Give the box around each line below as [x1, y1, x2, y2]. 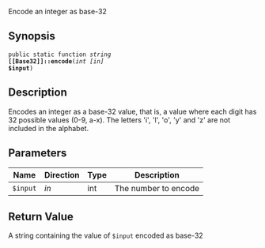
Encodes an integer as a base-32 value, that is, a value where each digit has [8, 107, 257, 116]
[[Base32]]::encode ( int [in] [8, 57, 104, 66]
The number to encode [114, 183, 200, 194]
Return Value [8, 209, 74, 224]
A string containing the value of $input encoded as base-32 [8, 231, 203, 240]
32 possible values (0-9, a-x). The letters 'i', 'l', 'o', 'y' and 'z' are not [8, 115, 231, 125]
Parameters [8, 146, 67, 160]
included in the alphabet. [8, 123, 89, 133]
